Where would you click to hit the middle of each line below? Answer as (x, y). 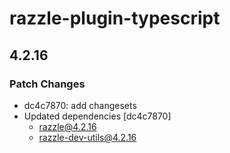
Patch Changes (47, 84)
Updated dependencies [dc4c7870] (97, 116)
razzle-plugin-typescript (115, 18)
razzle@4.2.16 (67, 126)
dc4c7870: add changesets (80, 105)
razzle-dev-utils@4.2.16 (87, 137)
